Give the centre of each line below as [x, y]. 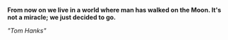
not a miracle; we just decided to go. [62, 17]
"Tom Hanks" [27, 31]
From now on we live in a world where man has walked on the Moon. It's [114, 10]
